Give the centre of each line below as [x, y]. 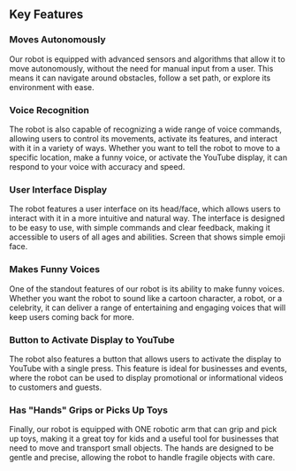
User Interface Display [58, 189]
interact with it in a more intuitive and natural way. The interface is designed [147, 218]
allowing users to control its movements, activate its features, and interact [144, 138]
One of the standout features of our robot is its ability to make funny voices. [147, 289]
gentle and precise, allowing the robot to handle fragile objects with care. [142, 458]
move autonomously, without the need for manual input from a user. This [141, 68]
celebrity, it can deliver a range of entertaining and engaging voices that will [148, 308]
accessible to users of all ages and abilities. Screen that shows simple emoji [147, 237]
